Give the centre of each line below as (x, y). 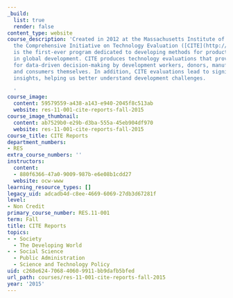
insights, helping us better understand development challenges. (110, 78)
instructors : (26, 161)
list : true (29, 20)
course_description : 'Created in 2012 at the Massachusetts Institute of (116, 40)
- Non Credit (26, 207)
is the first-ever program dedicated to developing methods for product (121, 53)
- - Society (24, 239)
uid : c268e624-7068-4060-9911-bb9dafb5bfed (71, 271)
